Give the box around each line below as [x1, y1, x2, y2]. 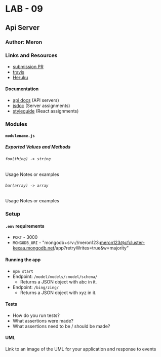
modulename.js [5, 133, 35, 138]
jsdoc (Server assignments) [12, 102, 70, 109]
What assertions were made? [12, 317, 74, 324]
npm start [12, 269, 34, 274]
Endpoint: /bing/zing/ [12, 284, 59, 290]
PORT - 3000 [12, 234, 38, 240]
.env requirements [5, 223, 45, 229]
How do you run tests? [12, 312, 60, 318]
